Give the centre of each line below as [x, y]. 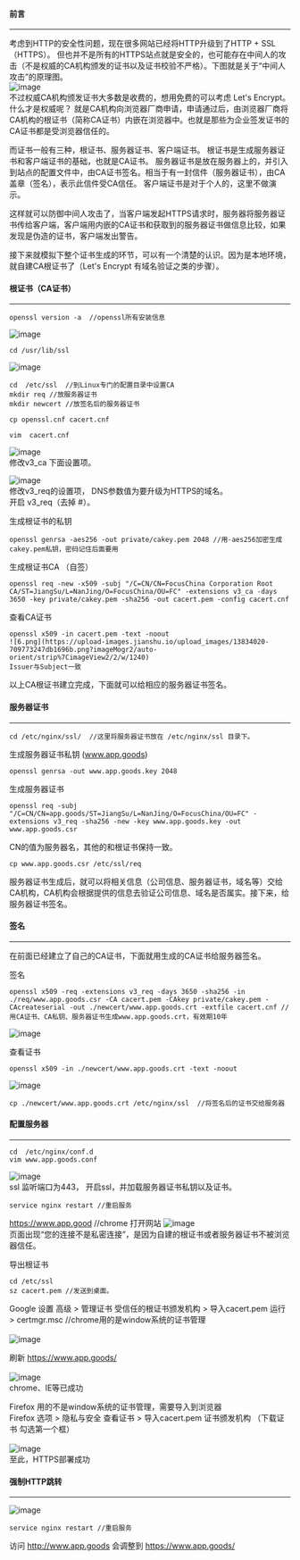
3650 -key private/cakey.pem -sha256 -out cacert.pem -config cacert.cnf [150, 600]
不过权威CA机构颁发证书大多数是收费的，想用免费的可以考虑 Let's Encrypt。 [150, 97]
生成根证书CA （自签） [51, 567]
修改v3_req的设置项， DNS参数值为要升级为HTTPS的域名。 [119, 491]
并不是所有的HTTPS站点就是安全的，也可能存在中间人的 [175, 54]
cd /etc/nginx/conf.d [51, 1152]
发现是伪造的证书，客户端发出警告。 [76, 236]
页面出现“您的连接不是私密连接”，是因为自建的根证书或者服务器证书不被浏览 [150, 1235]
